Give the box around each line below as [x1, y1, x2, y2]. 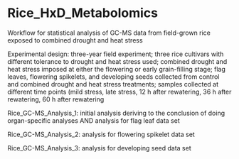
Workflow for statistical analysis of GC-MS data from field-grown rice [7, 28, 211, 37]
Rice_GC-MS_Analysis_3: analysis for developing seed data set [7, 143, 191, 152]
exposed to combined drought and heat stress [7, 35, 144, 44]
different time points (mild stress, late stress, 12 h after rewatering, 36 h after [7, 87, 232, 96]
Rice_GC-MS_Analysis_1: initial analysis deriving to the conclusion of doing [7, 109, 225, 117]
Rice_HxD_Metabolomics [7, 5, 159, 21]
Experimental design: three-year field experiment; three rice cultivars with [7, 50, 224, 58]
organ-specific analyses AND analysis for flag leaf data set [7, 116, 180, 125]
